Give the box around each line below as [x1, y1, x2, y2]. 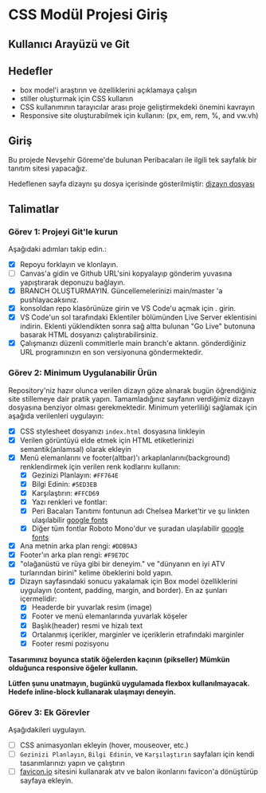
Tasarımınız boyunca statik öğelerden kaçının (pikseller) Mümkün [8, 654, 230, 664]
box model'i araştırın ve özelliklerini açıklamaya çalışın [19, 85, 198, 95]
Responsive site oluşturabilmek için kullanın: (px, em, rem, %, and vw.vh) [19, 111, 259, 120]
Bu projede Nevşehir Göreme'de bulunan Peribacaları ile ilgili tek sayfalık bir [8, 155, 257, 165]
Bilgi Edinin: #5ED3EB [31, 479, 97, 489]
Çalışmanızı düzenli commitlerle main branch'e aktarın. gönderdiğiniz [19, 339, 247, 348]
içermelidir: [19, 594, 57, 603]
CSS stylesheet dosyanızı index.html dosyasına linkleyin [19, 426, 205, 436]
